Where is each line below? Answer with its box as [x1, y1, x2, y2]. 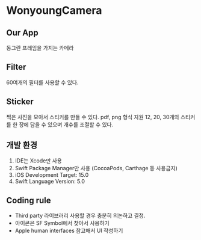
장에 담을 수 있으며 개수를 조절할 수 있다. [19, 121, 114, 128]
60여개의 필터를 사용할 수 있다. [6, 79, 79, 86]
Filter [6, 62, 26, 72]
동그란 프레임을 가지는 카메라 [6, 45, 74, 51]
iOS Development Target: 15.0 [14, 171, 89, 179]
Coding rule [6, 195, 51, 205]
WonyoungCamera [6, 4, 102, 17]
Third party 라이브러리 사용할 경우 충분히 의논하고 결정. [14, 212, 146, 220]
